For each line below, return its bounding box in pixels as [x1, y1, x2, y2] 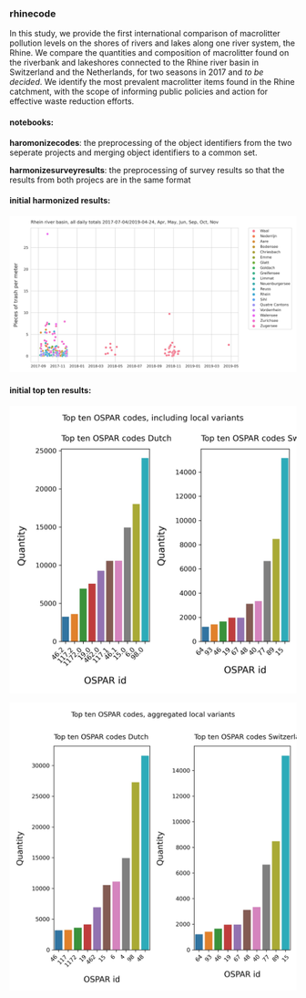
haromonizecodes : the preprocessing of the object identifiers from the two [9, 137, 292, 148]
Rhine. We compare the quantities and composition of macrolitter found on [9, 47, 290, 58]
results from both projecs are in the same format [9, 174, 191, 185]
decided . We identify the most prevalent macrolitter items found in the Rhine [9, 77, 296, 88]
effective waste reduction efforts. [9, 96, 135, 107]
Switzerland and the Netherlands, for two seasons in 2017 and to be [9, 67, 264, 78]
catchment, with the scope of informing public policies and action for [9, 86, 269, 98]
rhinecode [9, 7, 56, 20]
